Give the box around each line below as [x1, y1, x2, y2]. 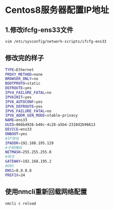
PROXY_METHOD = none [5, 72, 43, 77]
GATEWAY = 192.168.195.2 [5, 159, 52, 164]
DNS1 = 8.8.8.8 [5, 168, 32, 173]
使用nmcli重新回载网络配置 [5, 188, 87, 196]
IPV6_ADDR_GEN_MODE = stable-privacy [5, 113, 78, 118]
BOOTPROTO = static [5, 81, 41, 86]
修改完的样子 [5, 54, 44, 62]
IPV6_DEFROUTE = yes [5, 104, 43, 109]
